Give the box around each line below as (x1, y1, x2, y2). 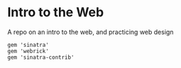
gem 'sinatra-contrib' (7, 54, 75, 61)
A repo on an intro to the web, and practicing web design (7, 28, 174, 36)
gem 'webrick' (7, 47, 50, 55)
